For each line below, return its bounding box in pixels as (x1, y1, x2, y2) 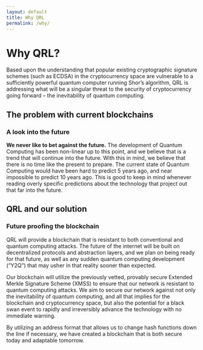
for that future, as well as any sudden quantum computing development (6, 255, 185, 262)
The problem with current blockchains (6, 110, 154, 120)
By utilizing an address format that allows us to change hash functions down (6, 323, 197, 331)
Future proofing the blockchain (6, 222, 99, 231)
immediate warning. (6, 312, 56, 319)
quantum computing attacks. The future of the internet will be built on (6, 242, 180, 249)
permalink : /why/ (6, 20, 50, 26)
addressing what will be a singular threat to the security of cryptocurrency (6, 85, 192, 93)
